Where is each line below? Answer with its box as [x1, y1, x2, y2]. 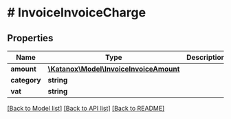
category [10, 76, 41, 85]
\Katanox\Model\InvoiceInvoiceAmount [47, 64, 180, 74]
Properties [7, 32, 54, 44]
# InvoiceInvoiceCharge [7, 5, 146, 21]
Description [186, 53, 225, 62]
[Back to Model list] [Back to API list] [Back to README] [7, 105, 165, 112]
